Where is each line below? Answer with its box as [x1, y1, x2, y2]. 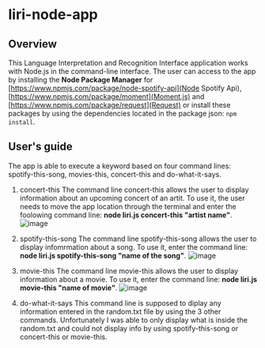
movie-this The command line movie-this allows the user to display [19, 266, 239, 275]
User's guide [8, 140, 73, 154]
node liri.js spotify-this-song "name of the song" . [19, 250, 187, 260]
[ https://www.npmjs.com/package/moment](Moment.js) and [8, 92, 205, 101]
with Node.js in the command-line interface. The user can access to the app [8, 67, 256, 76]
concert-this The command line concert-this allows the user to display [19, 185, 249, 194]
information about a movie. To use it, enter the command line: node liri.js [19, 274, 258, 284]
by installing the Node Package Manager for [8, 75, 153, 84]
